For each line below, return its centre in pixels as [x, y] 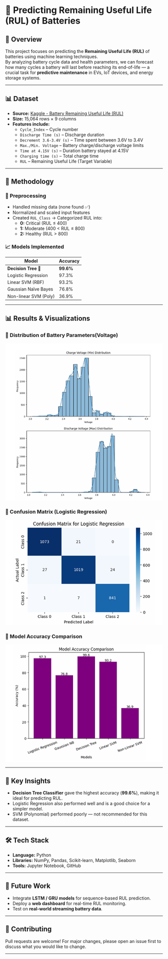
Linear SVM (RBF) [26, 282]
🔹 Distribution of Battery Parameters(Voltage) [62, 335]
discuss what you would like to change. [46, 946]
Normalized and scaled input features [51, 212]
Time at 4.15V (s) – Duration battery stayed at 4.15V [74, 150]
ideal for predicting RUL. [37, 798]
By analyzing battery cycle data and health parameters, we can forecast [79, 62]
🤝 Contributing [28, 929]
